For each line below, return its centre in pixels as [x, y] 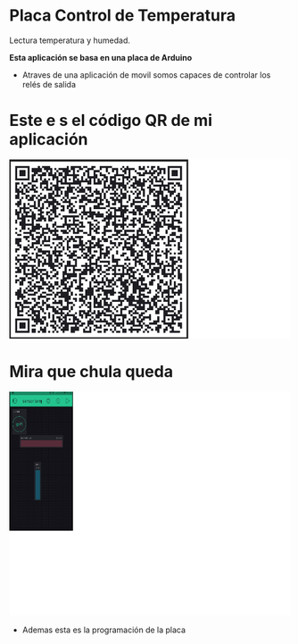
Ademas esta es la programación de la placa [103, 630]
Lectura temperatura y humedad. [70, 40]
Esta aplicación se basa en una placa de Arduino [101, 57]
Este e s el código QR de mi [111, 121]
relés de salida [49, 84]
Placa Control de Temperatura [123, 16]
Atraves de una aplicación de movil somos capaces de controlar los [146, 75]
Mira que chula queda [91, 372]
